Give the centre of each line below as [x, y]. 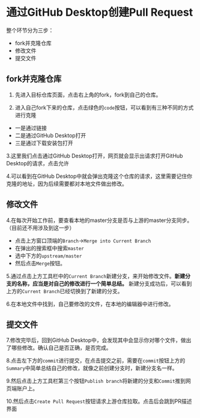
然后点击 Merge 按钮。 [40, 263]
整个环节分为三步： [30, 30]
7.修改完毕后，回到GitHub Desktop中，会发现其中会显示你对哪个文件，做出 [99, 340]
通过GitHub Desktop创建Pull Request [100, 12]
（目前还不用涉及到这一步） [41, 227]
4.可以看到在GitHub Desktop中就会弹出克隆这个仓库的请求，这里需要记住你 [99, 176]
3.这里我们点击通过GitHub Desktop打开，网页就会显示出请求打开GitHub [95, 156]
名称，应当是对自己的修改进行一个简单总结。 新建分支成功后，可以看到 [104, 283]
